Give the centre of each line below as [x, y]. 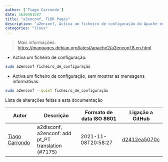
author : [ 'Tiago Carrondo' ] [34, 10]
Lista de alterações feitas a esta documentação [54, 100]
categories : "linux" [27, 28]
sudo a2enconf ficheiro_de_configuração [48, 67]
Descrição [56, 115]
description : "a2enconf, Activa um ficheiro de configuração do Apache [81, 24]
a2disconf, [49, 127]
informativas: [26, 81]
